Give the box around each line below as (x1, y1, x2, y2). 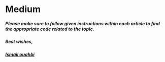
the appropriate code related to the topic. (5, 26, 95, 32)
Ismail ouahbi (5, 51, 35, 57)
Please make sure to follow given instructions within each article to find (5, 20, 160, 26)
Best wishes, (5, 39, 33, 45)
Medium (5, 4, 41, 15)
